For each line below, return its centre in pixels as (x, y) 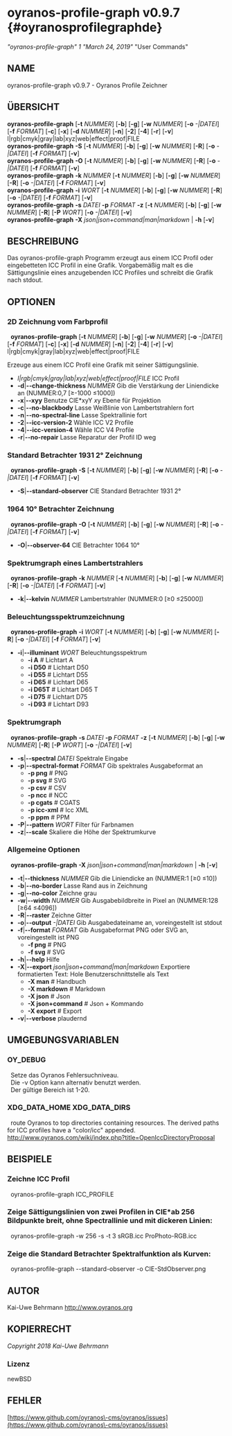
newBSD (19, 1379)
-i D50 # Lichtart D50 (58, 668)
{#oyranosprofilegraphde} (85, 27)
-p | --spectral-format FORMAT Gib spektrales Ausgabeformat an (110, 765)
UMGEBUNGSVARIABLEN (63, 1040)
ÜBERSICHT (34, 107)
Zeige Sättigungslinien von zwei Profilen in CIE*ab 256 (101, 1212)
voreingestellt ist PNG (48, 937)
